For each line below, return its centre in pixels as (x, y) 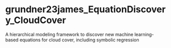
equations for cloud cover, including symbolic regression (79, 40)
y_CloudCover (36, 20)
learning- (144, 34)
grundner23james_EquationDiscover (85, 9)
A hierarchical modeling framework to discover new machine (69, 34)
